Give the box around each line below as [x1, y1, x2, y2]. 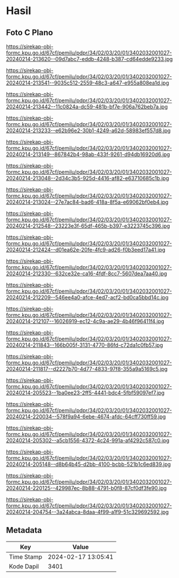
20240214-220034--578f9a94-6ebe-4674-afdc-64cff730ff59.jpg [6, 413, 166, 420]
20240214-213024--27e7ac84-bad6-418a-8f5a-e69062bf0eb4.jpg [6, 198, 168, 205]
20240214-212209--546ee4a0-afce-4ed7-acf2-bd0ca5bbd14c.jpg [6, 294, 168, 300]
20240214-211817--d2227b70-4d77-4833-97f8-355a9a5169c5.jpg [6, 366, 168, 372]
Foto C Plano [6, 28, 53, 38]
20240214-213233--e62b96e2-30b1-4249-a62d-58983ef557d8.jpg [6, 127, 171, 134]
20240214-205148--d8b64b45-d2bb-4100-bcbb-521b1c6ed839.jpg [6, 461, 171, 468]
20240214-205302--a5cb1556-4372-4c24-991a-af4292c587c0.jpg [6, 437, 170, 444]
